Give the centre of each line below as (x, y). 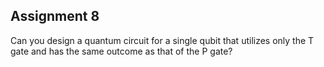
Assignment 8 (55, 16)
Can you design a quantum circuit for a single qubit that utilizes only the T (162, 40)
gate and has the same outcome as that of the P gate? (121, 51)
